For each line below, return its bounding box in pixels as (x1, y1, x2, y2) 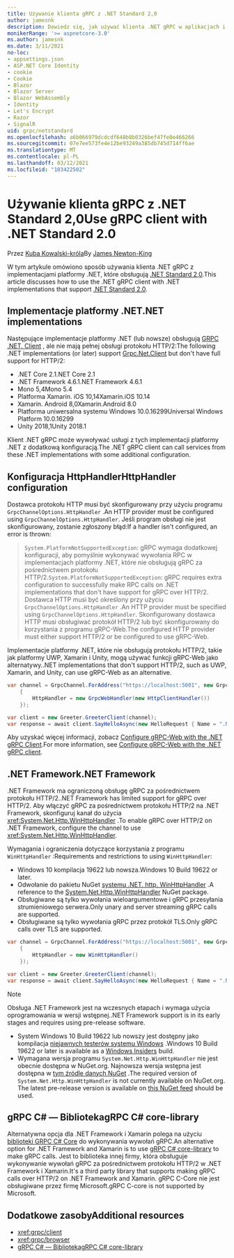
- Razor (7, 114, 30, 121)
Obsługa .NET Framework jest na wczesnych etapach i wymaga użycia (7, 1003, 210, 1011)
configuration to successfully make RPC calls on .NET (24, 580, 179, 589)
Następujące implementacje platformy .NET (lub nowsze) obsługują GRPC (7, 335, 219, 343)
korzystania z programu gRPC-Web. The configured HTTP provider (24, 625, 216, 634)
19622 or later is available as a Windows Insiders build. (17, 1046, 175, 1055)
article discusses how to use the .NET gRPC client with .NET (7, 277, 180, 286)
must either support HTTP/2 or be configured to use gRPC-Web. (24, 633, 210, 641)
